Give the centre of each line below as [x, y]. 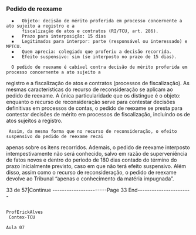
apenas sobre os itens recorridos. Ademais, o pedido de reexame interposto [98, 147]
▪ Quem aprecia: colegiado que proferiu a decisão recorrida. [92, 52]
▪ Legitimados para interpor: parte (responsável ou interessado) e [99, 42]
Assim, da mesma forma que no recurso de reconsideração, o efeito [93, 132]
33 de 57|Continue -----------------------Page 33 [67, 190]
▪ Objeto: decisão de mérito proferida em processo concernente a [97, 21]
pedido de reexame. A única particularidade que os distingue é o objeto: [93, 96]
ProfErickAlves [25, 212]
